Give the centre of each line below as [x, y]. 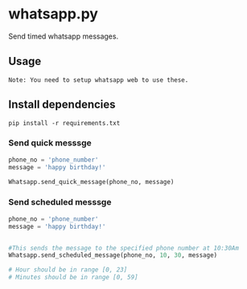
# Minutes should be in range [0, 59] [73, 278]
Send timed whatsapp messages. [64, 36]
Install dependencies [62, 105]
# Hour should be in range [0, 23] [68, 270]
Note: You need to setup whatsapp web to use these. [99, 80]
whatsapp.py [54, 14]
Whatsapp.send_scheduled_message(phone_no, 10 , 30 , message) [113, 255]
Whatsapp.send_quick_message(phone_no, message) [91, 181]
